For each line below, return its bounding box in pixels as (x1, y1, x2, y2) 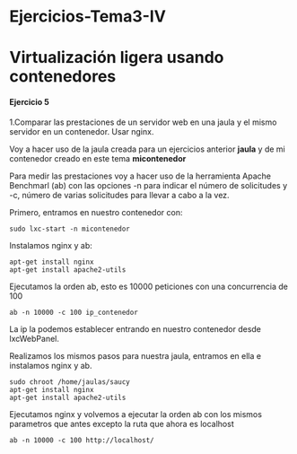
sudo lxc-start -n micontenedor (9, 224, 130, 233)
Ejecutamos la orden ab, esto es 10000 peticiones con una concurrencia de (9, 281, 289, 292)
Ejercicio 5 (9, 96, 49, 107)
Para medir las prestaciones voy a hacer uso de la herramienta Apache (9, 170, 272, 181)
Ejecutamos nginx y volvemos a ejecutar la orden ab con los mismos (9, 408, 263, 419)
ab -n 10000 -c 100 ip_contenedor (9, 308, 139, 317)
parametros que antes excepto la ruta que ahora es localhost (9, 418, 235, 429)
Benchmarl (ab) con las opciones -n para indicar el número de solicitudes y (9, 179, 288, 190)
